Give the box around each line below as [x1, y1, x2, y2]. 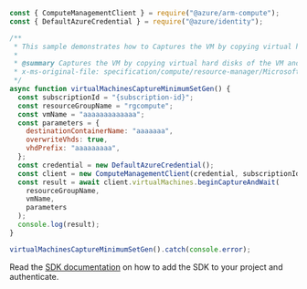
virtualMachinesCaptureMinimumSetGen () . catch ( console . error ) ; [9, 244, 251, 254]
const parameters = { [17, 119, 101, 128]
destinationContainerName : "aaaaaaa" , [26, 127, 174, 136]
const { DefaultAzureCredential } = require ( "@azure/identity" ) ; [9, 16, 263, 26]
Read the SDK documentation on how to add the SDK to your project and [9, 261, 283, 273]
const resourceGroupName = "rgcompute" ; [17, 101, 174, 110]
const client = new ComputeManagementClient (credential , [17, 169, 239, 178]
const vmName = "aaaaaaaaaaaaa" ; [17, 109, 145, 119]
